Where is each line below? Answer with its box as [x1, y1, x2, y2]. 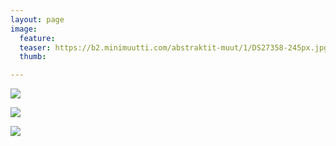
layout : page [10, 14, 65, 25]
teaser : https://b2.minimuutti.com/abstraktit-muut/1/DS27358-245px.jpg [19, 42, 329, 53]
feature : [19, 33, 56, 43]
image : [10, 24, 38, 34]
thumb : [19, 52, 47, 62]
